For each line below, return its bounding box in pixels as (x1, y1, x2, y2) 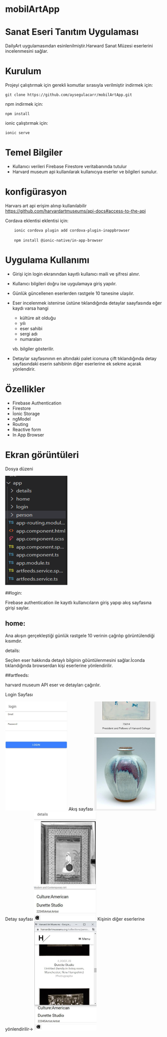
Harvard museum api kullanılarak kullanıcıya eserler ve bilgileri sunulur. (12, 169, 158, 175)
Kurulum (5, 66, 42, 77)
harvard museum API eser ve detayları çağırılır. (5, 682, 101, 688)
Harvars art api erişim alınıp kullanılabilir (5, 203, 87, 208)
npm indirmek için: (5, 101, 43, 107)
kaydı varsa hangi (12, 305, 49, 311)
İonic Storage (12, 411, 40, 416)
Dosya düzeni (5, 465, 33, 472)
